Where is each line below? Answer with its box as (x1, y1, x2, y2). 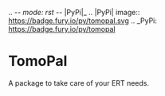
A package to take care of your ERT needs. (8, 78, 150, 87)
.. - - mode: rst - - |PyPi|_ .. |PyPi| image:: (8, 8, 140, 17)
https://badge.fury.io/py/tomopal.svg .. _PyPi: (8, 16, 158, 25)
